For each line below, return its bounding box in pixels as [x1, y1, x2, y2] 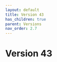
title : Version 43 [5, 12, 44, 17]
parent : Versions [5, 21, 42, 27]
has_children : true [5, 17, 46, 22]
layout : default [5, 7, 39, 13]
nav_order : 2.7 [5, 26, 37, 31]
